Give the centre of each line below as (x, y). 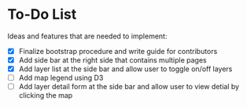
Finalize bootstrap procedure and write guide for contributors (118, 51)
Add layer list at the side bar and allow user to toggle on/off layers (125, 69)
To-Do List (42, 14)
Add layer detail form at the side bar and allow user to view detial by (129, 87)
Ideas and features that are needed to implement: (87, 36)
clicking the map (46, 95)
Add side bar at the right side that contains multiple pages (113, 60)
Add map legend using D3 (61, 78)
